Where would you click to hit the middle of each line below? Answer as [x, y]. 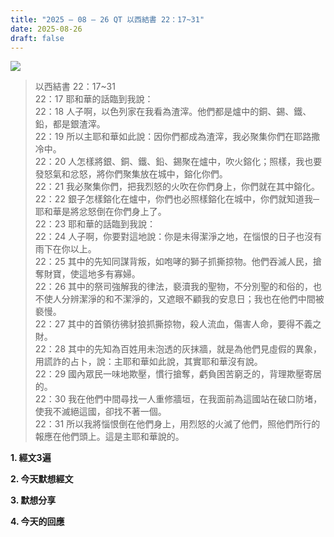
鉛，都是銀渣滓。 [70, 124]
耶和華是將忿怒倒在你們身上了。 [100, 212]
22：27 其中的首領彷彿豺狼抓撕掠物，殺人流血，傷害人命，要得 [165, 324]
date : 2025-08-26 [46, 29]
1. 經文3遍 [31, 458]
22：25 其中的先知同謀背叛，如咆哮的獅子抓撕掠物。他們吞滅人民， [173, 262]
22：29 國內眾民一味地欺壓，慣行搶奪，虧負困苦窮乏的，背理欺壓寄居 [178, 374]
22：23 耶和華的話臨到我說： [95, 224]
